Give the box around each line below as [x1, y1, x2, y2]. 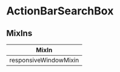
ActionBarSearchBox [6, 4, 114, 18]
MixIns [6, 28, 33, 38]
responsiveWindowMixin [9, 56, 79, 64]
